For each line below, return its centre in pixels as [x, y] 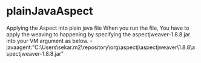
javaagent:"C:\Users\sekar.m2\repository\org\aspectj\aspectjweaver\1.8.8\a [101, 47]
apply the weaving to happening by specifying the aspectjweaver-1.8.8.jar [98, 34]
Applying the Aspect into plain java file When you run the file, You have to [98, 28]
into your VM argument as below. [48, 41]
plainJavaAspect [50, 11]
